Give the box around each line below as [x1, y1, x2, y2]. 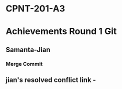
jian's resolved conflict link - [5, 76, 96, 85]
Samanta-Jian [5, 45, 50, 54]
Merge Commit [5, 60, 43, 67]
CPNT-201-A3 [5, 3, 65, 14]
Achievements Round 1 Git [5, 26, 117, 37]
